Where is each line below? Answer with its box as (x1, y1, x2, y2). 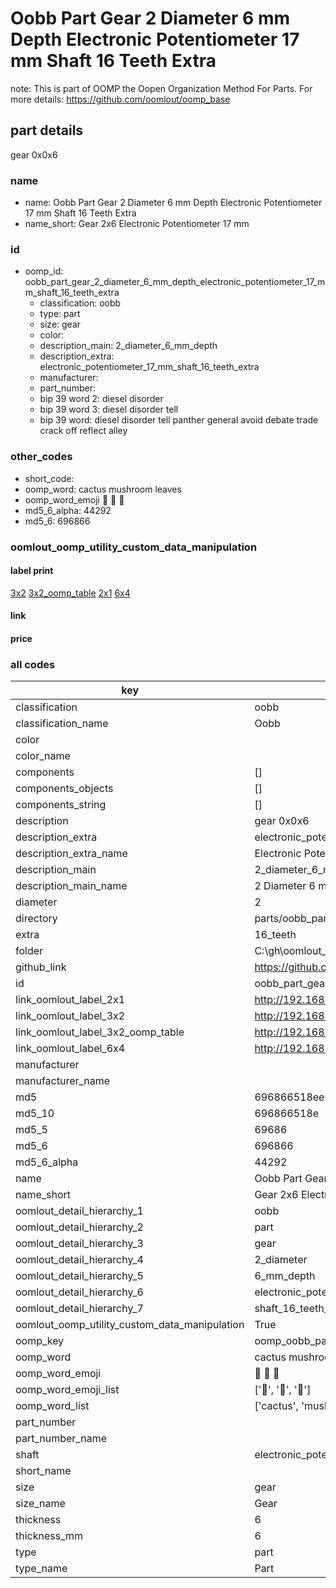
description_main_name (15, 879, 128, 893)
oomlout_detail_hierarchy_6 (15, 1285, 144, 1299)
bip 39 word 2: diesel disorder (39, 393, 164, 405)
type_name (15, 1562, 68, 1576)
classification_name (15, 717, 109, 731)
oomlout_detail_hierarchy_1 (15, 1204, 144, 1218)
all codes (10, 657, 56, 671)
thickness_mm (15, 1529, 84, 1543)
